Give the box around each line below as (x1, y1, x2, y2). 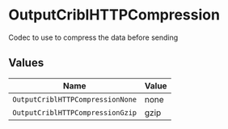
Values (8, 56, 44, 70)
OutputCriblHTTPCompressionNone (12, 95, 137, 104)
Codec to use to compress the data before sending (8, 32, 179, 42)
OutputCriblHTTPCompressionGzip (12, 108, 137, 117)
